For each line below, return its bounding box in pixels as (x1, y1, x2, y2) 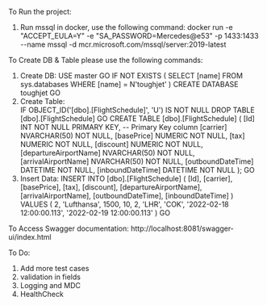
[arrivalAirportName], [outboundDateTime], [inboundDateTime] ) (19, 191, 234, 200)
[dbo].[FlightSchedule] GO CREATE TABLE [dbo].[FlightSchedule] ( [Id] (19, 114, 256, 123)
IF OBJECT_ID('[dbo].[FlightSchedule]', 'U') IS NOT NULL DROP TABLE (19, 105, 256, 115)
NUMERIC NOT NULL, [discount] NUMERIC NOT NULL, (19, 140, 203, 148)
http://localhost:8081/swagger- (130, 224, 234, 233)
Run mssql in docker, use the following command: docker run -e (19, 23, 233, 31)
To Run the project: (8, 7, 72, 16)
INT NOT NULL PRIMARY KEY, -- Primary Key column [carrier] (19, 123, 227, 132)
